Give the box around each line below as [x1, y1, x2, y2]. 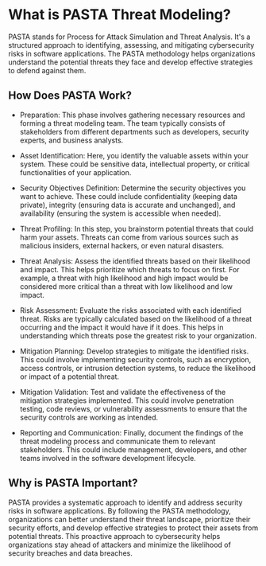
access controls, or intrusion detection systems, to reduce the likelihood [19, 363, 256, 373]
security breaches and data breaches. [8, 548, 133, 558]
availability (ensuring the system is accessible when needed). [19, 209, 222, 218]
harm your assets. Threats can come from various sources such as [19, 232, 239, 242]
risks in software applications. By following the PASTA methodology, [8, 505, 232, 515]
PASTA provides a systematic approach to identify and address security [8, 498, 243, 507]
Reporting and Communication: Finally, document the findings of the [19, 427, 244, 437]
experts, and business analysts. [19, 135, 124, 145]
